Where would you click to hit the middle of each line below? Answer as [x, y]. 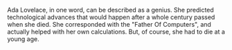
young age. [23, 39]
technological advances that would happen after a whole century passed [111, 17]
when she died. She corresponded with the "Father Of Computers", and [109, 24]
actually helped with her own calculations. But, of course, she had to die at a [116, 32]
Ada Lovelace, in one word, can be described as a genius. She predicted [111, 10]
